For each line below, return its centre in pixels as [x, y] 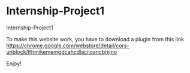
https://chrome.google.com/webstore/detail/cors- [68, 45]
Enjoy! [14, 63]
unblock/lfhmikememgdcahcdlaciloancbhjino [62, 51]
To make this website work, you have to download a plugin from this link [95, 39]
